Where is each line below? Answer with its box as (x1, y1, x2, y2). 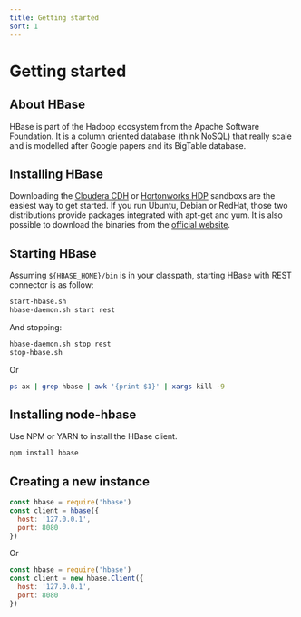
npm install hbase (9, 448, 79, 458)
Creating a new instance (9, 474, 150, 489)
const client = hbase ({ (9, 505, 100, 515)
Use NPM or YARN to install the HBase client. (9, 431, 178, 442)
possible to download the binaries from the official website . (9, 220, 231, 230)
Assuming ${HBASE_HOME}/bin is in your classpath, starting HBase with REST (9, 269, 293, 281)
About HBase (9, 97, 86, 113)
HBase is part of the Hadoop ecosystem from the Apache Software (9, 121, 260, 132)
